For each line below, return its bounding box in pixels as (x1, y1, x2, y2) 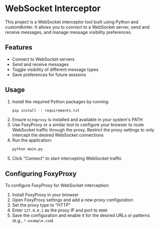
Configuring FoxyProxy (5, 169, 77, 178)
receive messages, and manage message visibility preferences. (5, 29, 132, 35)
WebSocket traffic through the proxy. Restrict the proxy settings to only (12, 127, 155, 133)
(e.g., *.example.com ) (12, 218, 54, 224)
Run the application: (12, 137, 52, 143)
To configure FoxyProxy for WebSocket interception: (5, 182, 110, 188)
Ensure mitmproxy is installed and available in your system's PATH (12, 117, 143, 123)
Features (5, 43, 32, 51)
